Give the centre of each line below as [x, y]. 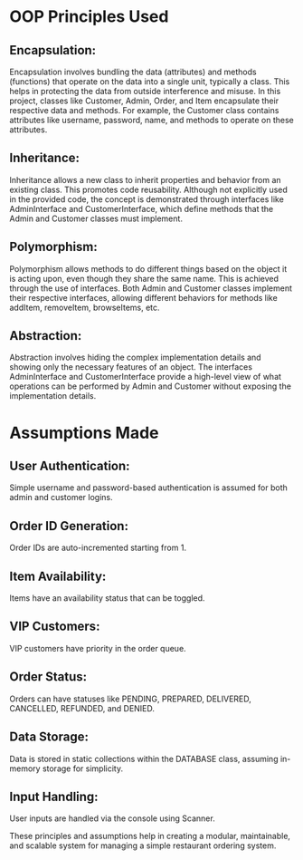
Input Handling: [54, 796]
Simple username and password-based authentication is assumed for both [148, 488]
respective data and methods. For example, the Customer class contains [144, 110]
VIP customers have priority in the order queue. [98, 648]
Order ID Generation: [69, 526]
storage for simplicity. [83, 768]
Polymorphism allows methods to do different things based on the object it [148, 268]
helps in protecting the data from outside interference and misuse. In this [145, 91]
